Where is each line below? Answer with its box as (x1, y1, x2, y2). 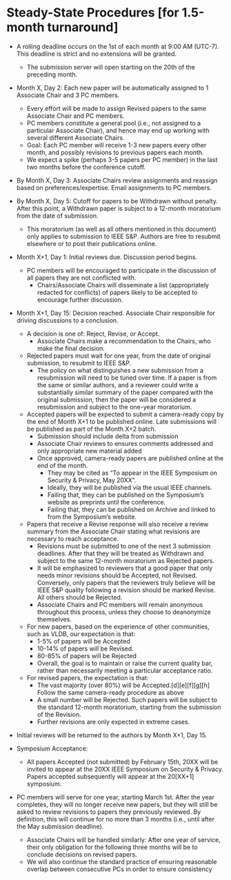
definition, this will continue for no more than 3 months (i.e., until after (16, 815, 215, 823)
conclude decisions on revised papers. (26, 850, 137, 859)
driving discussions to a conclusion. (16, 316, 119, 325)
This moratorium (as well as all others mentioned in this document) (26, 225, 217, 233)
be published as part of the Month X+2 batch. (26, 424, 157, 433)
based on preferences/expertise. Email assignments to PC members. (16, 183, 212, 192)
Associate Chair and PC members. (26, 112, 125, 120)
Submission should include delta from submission (37, 432, 179, 440)
